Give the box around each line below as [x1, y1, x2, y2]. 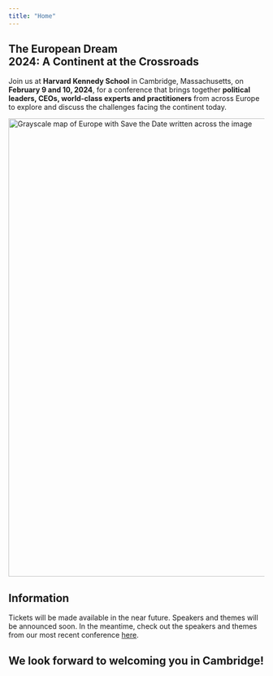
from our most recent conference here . [8, 630, 140, 640]
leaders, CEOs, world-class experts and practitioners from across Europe [8, 94, 260, 103]
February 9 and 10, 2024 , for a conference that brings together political [8, 85, 250, 94]
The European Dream [8, 42, 118, 56]
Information [8, 591, 70, 605]
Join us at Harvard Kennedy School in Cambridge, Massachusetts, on [8, 77, 244, 86]
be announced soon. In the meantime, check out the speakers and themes [8, 621, 258, 631]
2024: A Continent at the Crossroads [8, 55, 199, 69]
